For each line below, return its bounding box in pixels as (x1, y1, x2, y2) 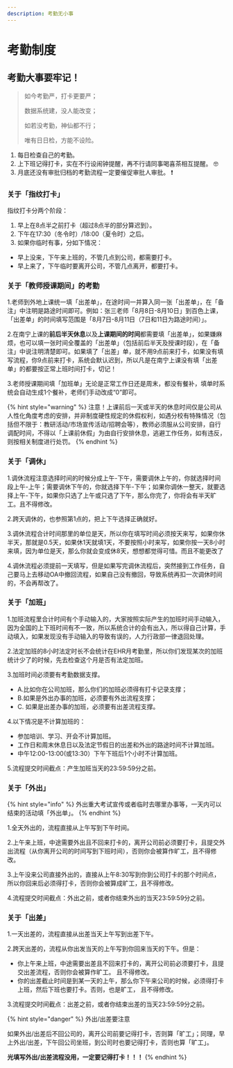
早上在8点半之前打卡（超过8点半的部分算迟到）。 (17, 221, 156, 229)
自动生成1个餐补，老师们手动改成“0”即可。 (19, 388, 141, 396)
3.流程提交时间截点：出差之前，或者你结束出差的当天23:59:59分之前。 (7, 1000, 209, 1008)
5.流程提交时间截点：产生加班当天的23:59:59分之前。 (7, 764, 160, 772)
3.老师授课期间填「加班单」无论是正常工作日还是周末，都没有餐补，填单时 (7, 380, 220, 388)
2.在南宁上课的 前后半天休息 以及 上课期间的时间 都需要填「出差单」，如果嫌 (7, 330, 216, 339)
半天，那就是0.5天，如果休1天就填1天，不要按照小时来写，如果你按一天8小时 (7, 538, 225, 546)
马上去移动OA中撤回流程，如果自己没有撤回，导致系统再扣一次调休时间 (19, 570, 223, 578)
